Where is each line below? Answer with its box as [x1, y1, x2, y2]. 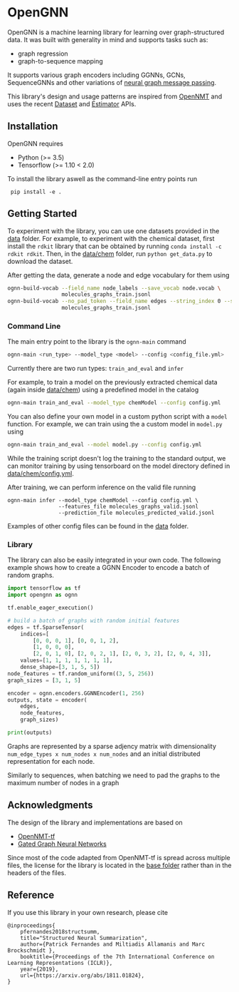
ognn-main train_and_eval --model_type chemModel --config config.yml [7, 399, 221, 406]
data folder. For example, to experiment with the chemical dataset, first [7, 234, 215, 242]
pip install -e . [10, 188, 62, 195]
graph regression [17, 49, 69, 58]
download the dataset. [7, 257, 73, 265]
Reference [7, 889, 55, 901]
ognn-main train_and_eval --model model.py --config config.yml [7, 441, 202, 449]
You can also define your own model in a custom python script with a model [7, 412, 228, 421]
